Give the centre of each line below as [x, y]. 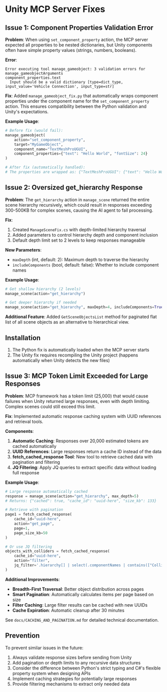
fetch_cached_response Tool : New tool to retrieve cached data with [83, 457]
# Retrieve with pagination [34, 510]
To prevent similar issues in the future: [44, 648]
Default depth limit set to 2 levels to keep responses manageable [79, 240]
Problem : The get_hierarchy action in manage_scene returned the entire [78, 199]
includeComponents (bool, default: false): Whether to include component [85, 265]
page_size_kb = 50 [31, 533]
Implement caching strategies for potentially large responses [75, 679]
